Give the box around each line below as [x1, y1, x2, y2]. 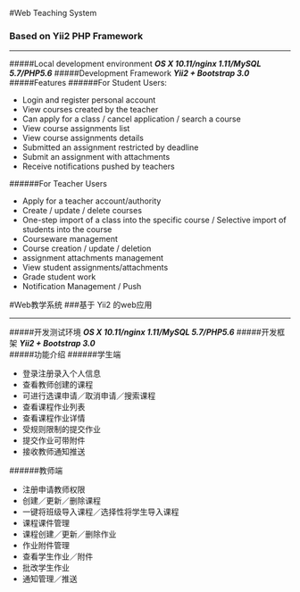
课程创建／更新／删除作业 [21, 529, 117, 539]
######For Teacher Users [9, 179, 107, 189]
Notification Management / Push [21, 281, 142, 292]
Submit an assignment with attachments [21, 152, 171, 163]
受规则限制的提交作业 [21, 424, 101, 435]
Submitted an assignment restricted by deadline [21, 142, 199, 153]
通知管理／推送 [21, 573, 78, 584]
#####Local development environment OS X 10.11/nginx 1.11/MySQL [9, 58, 262, 70]
